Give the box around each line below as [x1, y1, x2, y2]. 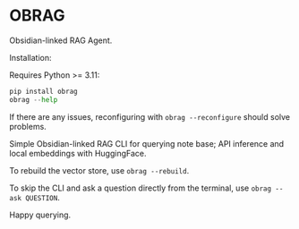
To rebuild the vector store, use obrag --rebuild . [9, 165, 190, 175]
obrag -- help [9, 95, 58, 104]
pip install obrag [9, 87, 78, 96]
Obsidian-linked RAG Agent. [9, 35, 113, 46]
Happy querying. [9, 209, 72, 220]
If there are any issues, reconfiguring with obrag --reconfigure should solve [9, 111, 291, 122]
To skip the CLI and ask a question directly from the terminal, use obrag [9, 182, 271, 193]
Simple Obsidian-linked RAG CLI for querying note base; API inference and [9, 138, 285, 148]
